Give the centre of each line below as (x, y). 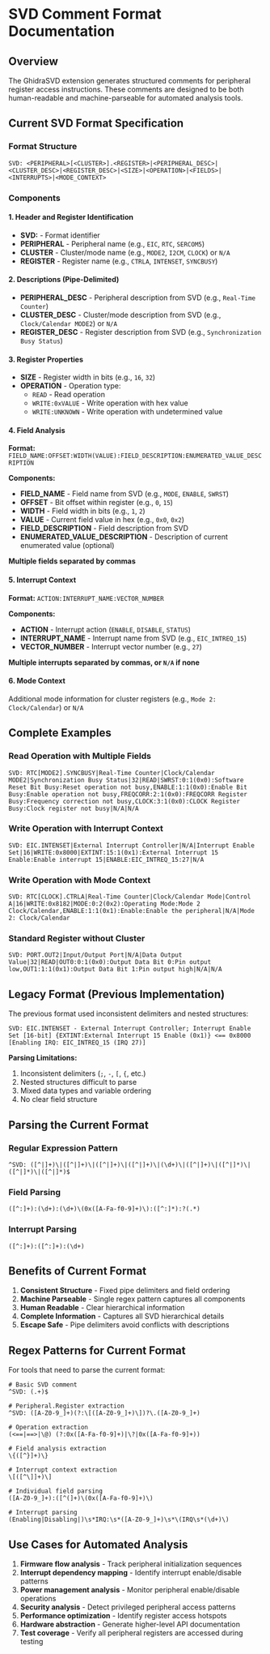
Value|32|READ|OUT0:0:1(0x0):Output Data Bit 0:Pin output (110, 962)
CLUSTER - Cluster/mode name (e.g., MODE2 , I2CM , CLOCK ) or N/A (125, 252)
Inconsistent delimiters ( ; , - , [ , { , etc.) (83, 1073)
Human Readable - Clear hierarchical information (102, 1308)
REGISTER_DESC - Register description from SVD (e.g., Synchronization (141, 332)
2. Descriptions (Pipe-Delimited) (64, 280)
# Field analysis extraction (57, 1449)
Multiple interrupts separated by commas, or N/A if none (104, 662)
